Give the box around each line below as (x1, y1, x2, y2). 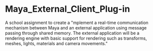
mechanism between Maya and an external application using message (5, 25, 147, 30)
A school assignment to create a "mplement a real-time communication (5, 20, 149, 25)
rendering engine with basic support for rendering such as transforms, (5, 35, 147, 41)
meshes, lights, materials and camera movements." (5, 40, 108, 46)
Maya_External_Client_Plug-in (5, 3, 131, 15)
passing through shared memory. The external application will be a (5, 30, 140, 36)
